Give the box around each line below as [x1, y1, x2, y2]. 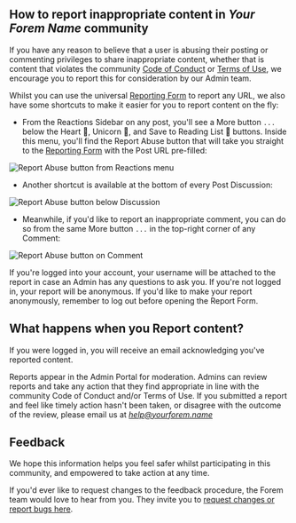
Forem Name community [9, 21, 149, 36]
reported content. [9, 354, 74, 365]
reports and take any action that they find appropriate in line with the [9, 381, 260, 392]
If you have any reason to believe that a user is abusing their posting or [9, 44, 269, 55]
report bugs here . [9, 503, 74, 514]
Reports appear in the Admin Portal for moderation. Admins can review [9, 371, 268, 382]
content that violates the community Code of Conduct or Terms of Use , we [9, 63, 282, 74]
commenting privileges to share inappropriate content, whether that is [9, 53, 264, 65]
